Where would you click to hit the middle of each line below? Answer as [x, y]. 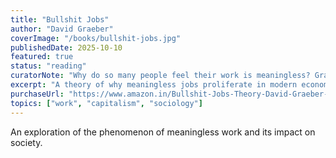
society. [26, 142]
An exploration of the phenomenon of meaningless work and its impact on [163, 132]
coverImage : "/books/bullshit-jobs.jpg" [96, 38]
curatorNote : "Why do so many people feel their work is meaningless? [160, 76]
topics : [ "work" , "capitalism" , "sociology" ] [106, 103]
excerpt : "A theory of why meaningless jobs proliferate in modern [154, 85]
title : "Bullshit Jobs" [60, 19]
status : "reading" [48, 66]
